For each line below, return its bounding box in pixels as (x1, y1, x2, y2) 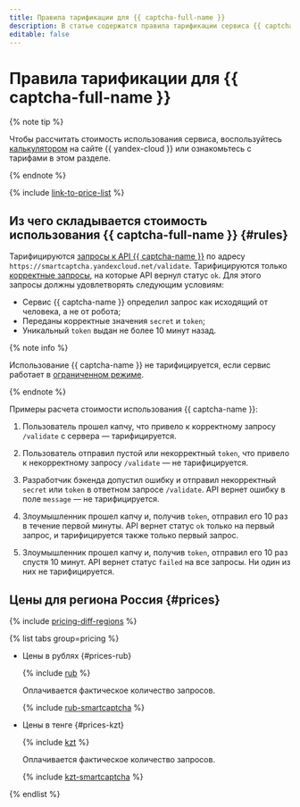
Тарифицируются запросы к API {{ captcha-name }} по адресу (9, 251, 246, 262)
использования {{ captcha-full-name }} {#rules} (9, 227, 288, 242)
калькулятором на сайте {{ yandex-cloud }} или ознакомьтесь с (9, 144, 252, 154)
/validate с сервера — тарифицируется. (21, 430, 177, 442)
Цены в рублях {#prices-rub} (21, 650, 132, 661)
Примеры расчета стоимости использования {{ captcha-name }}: (9, 403, 259, 415)
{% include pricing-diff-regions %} (9, 615, 137, 626)
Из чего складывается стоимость (9, 213, 208, 229)
